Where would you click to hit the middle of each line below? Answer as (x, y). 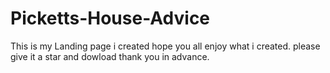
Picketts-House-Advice (110, 18)
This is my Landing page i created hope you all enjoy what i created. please (165, 46)
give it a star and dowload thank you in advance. (110, 56)
